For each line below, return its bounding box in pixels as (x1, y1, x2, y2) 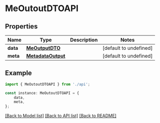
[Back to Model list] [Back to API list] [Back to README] (5, 113, 117, 119)
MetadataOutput (26, 53, 66, 59)
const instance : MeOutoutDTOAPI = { (5, 91, 79, 95)
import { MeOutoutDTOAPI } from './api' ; (5, 82, 90, 87)
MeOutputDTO (26, 45, 61, 51)
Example (5, 69, 32, 77)
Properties (5, 22, 38, 31)
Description (70, 37, 98, 43)
